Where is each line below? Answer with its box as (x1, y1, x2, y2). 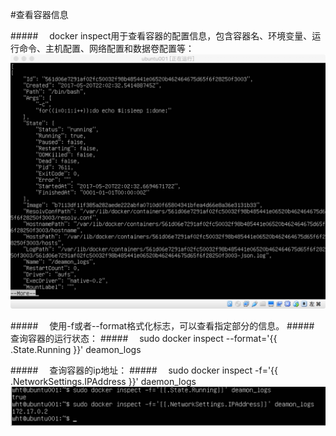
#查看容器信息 (10, 9, 69, 20)
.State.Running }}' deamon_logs (10, 343, 142, 355)
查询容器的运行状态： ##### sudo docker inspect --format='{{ (10, 332, 278, 344)
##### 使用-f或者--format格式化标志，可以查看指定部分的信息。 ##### (10, 319, 315, 332)
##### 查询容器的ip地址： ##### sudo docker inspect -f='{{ (10, 364, 279, 376)
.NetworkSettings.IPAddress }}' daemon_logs (10, 375, 197, 387)
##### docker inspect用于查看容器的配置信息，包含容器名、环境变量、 (10, 30, 313, 42)
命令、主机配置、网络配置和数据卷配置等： (18, 43, 195, 54)
